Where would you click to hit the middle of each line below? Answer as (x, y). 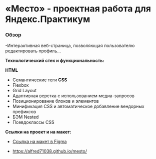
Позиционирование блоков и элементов (55, 101)
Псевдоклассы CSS (33, 122)
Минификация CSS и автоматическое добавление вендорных (78, 106)
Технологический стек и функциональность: (55, 61)
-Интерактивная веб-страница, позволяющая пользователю (70, 46)
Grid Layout (24, 91)
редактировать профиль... (33, 51)
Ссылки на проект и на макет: (38, 132)
